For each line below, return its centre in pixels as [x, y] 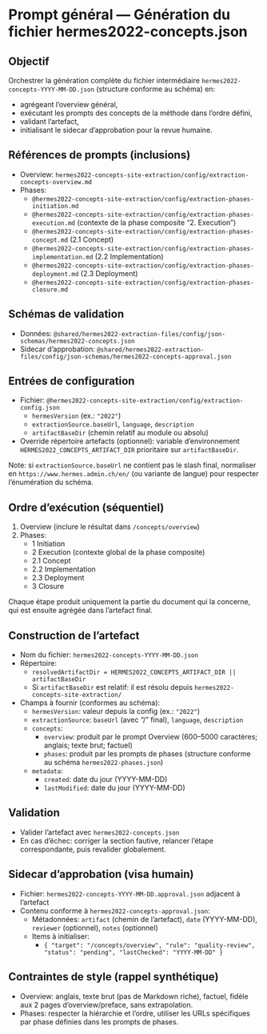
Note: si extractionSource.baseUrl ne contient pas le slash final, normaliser [132, 465]
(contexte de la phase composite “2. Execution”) [157, 222]
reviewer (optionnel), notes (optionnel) [95, 928]
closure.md [50, 290]
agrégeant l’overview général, [69, 104]
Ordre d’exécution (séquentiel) [86, 507]
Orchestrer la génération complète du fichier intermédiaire [104, 80]
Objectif [29, 61]
